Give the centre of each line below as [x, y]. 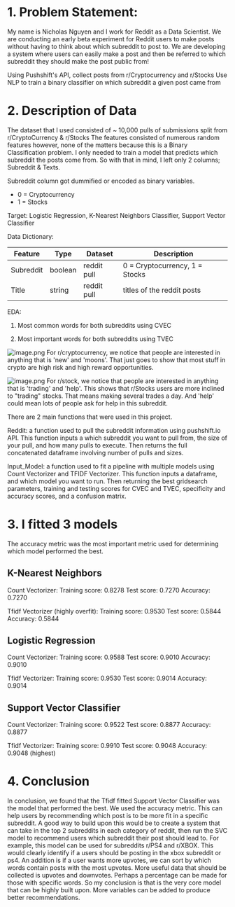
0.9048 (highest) [31, 753]
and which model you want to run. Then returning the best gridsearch [107, 481]
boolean [63, 270]
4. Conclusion [48, 781]
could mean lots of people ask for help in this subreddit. [87, 403]
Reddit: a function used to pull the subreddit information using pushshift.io [114, 430]
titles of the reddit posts [162, 290]
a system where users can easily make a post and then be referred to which [116, 54]
